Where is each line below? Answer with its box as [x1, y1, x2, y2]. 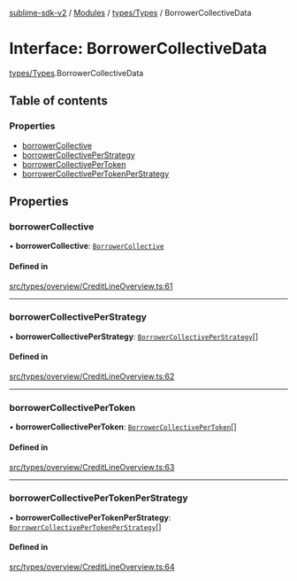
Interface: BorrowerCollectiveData [9, 39, 268, 58]
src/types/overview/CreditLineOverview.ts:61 [9, 281, 173, 291]
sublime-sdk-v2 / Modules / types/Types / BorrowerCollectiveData [9, 8, 252, 18]
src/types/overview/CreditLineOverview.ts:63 [9, 461, 175, 472]
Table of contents [9, 93, 108, 109]
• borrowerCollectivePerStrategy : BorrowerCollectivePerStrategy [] [9, 331, 259, 342]
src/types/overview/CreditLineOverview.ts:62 [9, 371, 175, 382]
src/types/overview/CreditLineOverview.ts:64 [9, 562, 175, 572]
